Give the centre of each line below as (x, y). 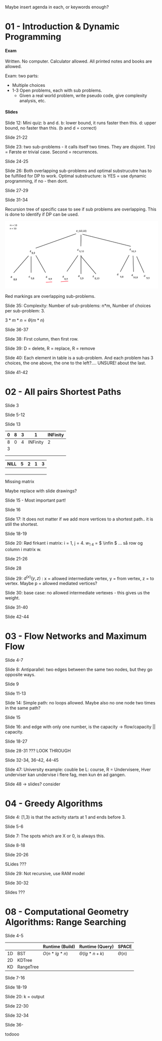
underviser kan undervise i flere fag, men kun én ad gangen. (65, 775)
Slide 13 (13, 424)
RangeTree (28, 967)
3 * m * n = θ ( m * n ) (25, 320)
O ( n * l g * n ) (56, 953)
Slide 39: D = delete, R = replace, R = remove (50, 348)
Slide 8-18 (15, 846)
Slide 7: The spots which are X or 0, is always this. (55, 836)
